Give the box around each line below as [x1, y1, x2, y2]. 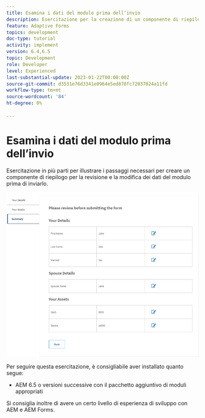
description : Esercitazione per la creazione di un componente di [6, 16, 179, 23]
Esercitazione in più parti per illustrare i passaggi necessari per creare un [6, 167, 190, 174]
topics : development [6, 29, 59, 35]
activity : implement [6, 42, 59, 48]
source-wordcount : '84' [6, 94, 67, 100]
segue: [6, 370, 24, 377]
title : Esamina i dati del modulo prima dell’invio [6, 10, 140, 16]
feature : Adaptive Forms [6, 23, 70, 29]
